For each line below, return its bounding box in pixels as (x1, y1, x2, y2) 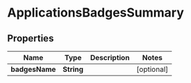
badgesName (10, 64, 56, 74)
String (62, 64, 84, 74)
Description (90, 53, 130, 62)
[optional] (136, 64, 169, 74)
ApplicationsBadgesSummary (7, 5, 184, 21)
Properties (7, 33, 54, 44)
